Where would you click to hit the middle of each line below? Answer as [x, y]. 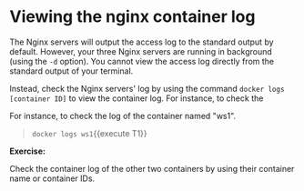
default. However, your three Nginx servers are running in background [141, 51]
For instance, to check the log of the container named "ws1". [123, 116]
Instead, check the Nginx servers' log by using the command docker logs [147, 88]
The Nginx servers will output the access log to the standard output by [142, 42]
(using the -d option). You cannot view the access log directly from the [142, 61]
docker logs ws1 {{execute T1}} [89, 133]
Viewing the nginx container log [132, 17]
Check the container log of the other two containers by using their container [152, 168]
